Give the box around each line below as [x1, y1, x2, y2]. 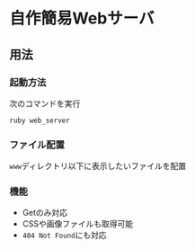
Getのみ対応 [22, 208, 67, 218]
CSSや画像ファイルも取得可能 [22, 218, 133, 229]
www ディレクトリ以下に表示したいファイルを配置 [9, 161, 187, 172]
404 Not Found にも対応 [22, 230, 107, 241]
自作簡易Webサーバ [9, 8, 155, 29]
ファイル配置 [9, 138, 66, 151]
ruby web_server [9, 116, 70, 125]
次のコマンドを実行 [9, 98, 81, 109]
